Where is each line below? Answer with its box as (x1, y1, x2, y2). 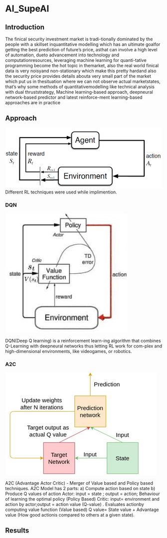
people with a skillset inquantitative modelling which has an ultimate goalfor (5, 41, 161, 47)
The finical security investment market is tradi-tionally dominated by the (5, 36, 153, 42)
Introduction (5, 23, 45, 31)
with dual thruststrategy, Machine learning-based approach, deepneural (5, 89, 154, 95)
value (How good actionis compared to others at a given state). (5, 512, 135, 518)
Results (5, 527, 29, 535)
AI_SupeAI (5, 3, 49, 14)
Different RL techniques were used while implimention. (5, 189, 117, 195)
